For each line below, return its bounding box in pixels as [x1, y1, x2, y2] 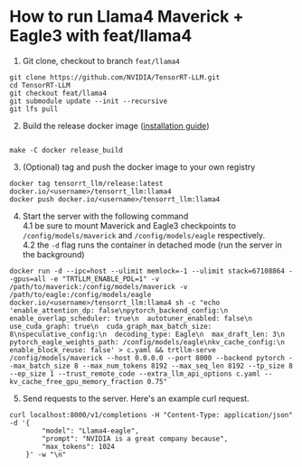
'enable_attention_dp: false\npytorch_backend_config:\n [9, 305, 229, 315]
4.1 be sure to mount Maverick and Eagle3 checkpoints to [22, 219, 237, 231]
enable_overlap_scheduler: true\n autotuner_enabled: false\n [9, 313, 253, 322]
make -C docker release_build [9, 145, 124, 154]
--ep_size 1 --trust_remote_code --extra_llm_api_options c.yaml [9, 369, 260, 378]
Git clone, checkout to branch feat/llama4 [22, 55, 181, 66]
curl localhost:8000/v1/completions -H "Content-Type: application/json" [9, 410, 294, 419]
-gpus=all [9, 274, 47, 284]
